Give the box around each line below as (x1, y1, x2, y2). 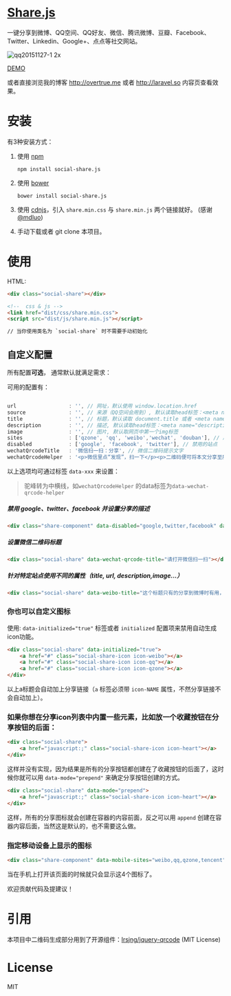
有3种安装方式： (7, 137, 54, 146)
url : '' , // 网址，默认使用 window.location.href (7, 403, 197, 410)
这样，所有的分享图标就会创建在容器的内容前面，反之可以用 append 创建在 (7, 813, 216, 821)
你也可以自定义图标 (7, 607, 71, 617)
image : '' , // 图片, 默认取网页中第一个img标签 (7, 428, 179, 435)
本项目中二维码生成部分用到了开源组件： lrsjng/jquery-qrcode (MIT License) (7, 935, 221, 943)
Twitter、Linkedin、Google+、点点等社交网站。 (7, 36, 142, 45)
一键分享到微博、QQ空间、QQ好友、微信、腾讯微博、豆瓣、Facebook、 (7, 28, 210, 36)
